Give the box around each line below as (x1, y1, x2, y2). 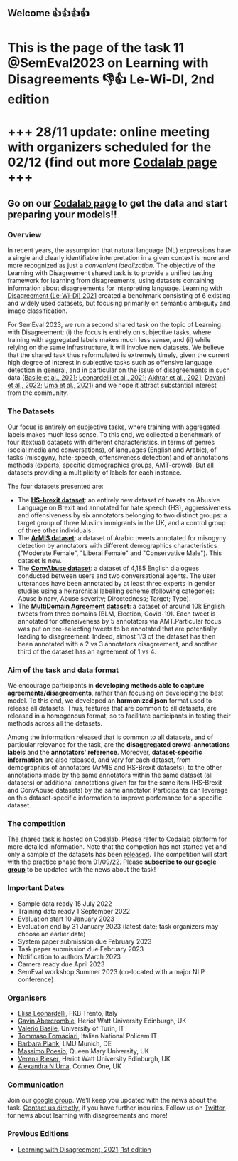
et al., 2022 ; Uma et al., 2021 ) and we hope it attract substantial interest (7, 381, 217, 390)
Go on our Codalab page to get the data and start (7, 197, 227, 210)
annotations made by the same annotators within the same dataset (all (7, 770, 213, 780)
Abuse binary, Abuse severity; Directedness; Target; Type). (17, 594, 191, 602)
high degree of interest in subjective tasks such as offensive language (7, 358, 212, 367)
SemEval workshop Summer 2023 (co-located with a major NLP (17, 967, 205, 976)
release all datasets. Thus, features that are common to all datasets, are (7, 704, 217, 713)
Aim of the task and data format (7, 665, 119, 675)
